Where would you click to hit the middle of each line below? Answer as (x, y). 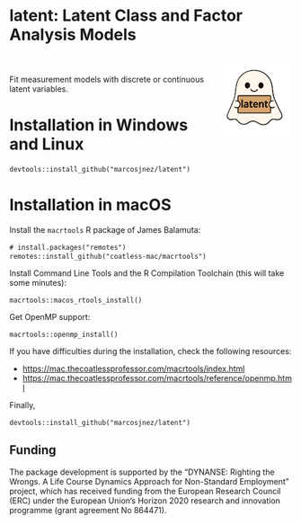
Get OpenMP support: (50, 316)
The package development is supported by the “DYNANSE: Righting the (142, 472)
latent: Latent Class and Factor (126, 16)
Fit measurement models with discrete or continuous (107, 79)
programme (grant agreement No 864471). (88, 510)
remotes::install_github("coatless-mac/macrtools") (108, 256)
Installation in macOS (90, 205)
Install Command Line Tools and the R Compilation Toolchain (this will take (147, 273)
